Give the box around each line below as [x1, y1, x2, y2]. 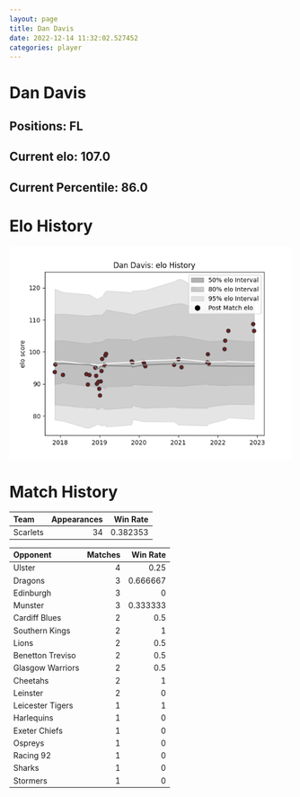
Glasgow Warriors [13, 662, 80, 674]
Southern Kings [13, 625, 71, 636]
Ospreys [13, 738, 45, 748]
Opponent [13, 550, 52, 560]
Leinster [13, 687, 44, 698]
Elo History [9, 216, 93, 236]
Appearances [50, 514, 103, 524]
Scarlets [13, 527, 44, 538]
